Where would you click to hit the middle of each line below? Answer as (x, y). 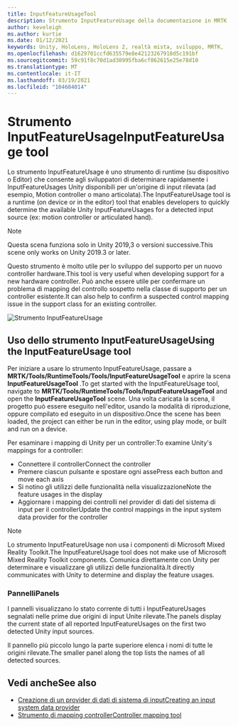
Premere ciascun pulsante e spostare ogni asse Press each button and (120, 472)
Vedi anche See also (52, 683)
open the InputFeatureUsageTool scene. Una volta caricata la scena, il (111, 399)
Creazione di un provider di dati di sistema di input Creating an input (116, 700)
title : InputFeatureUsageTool (52, 14)
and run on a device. (37, 429)
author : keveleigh (34, 27)
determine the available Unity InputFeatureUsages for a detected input (110, 210)
